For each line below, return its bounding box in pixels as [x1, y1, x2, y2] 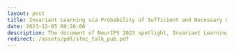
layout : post [7, 10, 45, 17]
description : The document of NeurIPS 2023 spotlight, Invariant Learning [7, 29, 229, 36]
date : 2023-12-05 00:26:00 [7, 23, 86, 30]
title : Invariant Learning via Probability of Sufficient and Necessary [7, 17, 223, 23]
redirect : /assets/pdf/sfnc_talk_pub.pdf [7, 36, 130, 43]
